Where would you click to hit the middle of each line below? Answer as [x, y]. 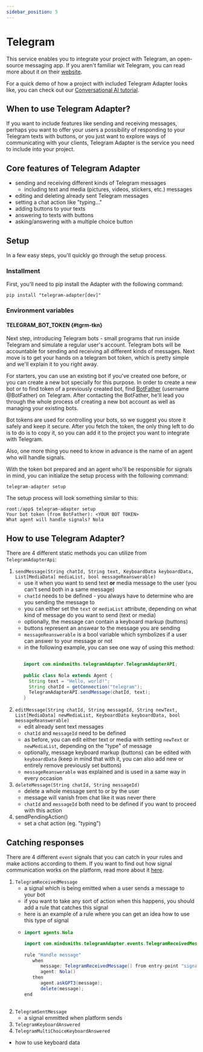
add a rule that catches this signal [66, 908]
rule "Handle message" [53, 955]
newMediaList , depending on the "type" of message [88, 746]
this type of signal [46, 920]
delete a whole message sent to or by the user [82, 791]
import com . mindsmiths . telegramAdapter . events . [85, 943]
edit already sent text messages [64, 727]
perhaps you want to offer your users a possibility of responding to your [96, 130]
